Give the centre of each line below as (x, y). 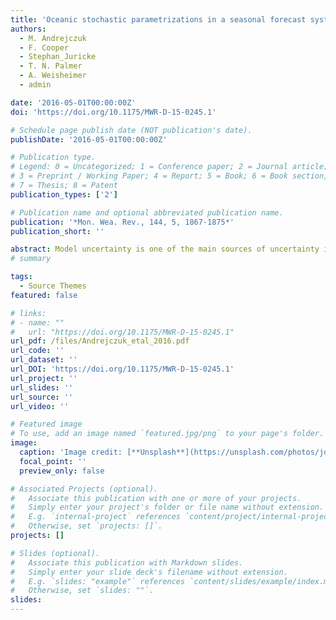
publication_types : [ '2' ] (64, 194)
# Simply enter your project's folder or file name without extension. (167, 507)
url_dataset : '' (44, 360)
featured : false (44, 295)
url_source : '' (42, 397)
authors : (28, 29)
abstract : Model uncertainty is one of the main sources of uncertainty (165, 249)
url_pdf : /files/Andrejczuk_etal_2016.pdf (100, 341)
